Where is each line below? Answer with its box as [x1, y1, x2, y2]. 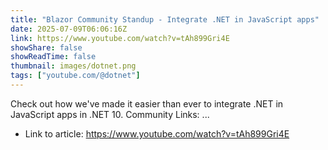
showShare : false [10, 42, 83, 53]
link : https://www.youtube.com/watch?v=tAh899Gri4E [10, 33, 230, 43]
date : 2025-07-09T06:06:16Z [10, 24, 128, 34]
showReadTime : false [10, 52, 97, 62]
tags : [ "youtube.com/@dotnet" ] [10, 71, 141, 81]
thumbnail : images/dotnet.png [10, 61, 137, 71]
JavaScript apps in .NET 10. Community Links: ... [10, 108, 210, 120]
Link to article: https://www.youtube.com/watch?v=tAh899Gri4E [24, 127, 290, 140]
